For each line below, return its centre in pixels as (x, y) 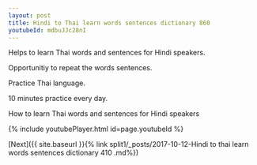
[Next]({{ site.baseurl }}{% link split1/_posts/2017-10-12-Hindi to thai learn (128, 144)
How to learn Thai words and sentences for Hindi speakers (104, 114)
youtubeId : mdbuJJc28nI (47, 30)
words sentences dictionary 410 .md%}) (74, 153)
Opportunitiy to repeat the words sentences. (80, 68)
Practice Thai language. (47, 83)
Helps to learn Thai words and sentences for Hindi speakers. (107, 53)
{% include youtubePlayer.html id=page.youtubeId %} (96, 129)
